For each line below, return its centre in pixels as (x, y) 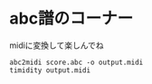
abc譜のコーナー (71, 19)
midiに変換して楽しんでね (57, 45)
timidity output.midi (50, 70)
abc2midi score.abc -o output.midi (76, 62)
